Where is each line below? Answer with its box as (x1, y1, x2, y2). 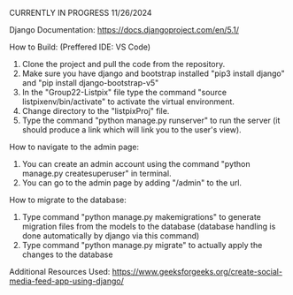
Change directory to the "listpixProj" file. (21, 106, 170, 116)
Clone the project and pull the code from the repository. (21, 59, 226, 69)
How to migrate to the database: (9, 194, 127, 205)
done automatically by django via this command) (21, 231, 200, 241)
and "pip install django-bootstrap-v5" (21, 78, 159, 87)
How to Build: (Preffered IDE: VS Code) (9, 42, 151, 52)
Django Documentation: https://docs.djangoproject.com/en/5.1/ (9, 25, 239, 34)
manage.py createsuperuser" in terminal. (21, 168, 172, 178)
